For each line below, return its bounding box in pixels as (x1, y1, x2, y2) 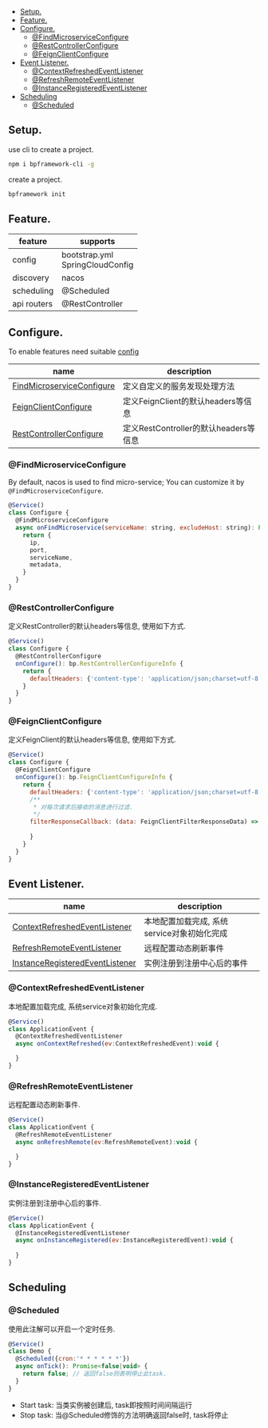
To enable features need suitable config (8, 347, 140, 357)
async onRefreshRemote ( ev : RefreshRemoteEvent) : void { (15, 1138, 198, 1146)
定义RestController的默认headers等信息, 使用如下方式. (8, 622, 186, 631)
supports (79, 236, 116, 247)
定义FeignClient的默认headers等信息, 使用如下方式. (8, 735, 176, 745)
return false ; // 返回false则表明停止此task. (22, 1370, 167, 1378)
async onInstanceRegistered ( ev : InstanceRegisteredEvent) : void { (15, 1236, 234, 1245)
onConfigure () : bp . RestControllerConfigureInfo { (15, 659, 183, 667)
